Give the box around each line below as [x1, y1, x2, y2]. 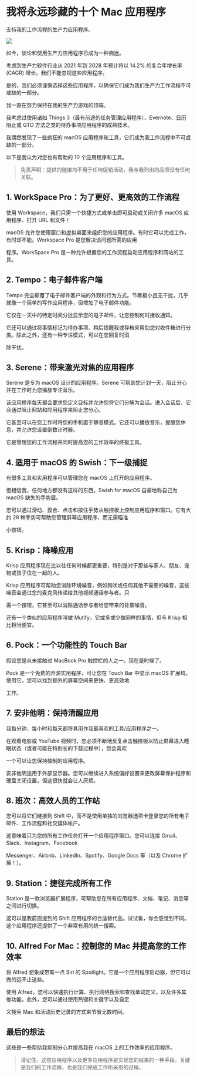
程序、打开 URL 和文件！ [11, 216, 71, 223]
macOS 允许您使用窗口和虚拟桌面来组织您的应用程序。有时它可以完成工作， [6, 228, 189, 236]
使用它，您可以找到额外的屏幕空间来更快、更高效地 [6, 677, 130, 684]
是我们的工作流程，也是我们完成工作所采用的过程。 [20, 1064, 144, 1071]
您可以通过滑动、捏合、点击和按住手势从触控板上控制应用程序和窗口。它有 [6, 506, 186, 514]
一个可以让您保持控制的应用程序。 [6, 757, 89, 764]
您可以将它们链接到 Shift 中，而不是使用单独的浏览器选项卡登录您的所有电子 [6, 812, 189, 819]
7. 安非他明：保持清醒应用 [6, 708, 98, 718]
